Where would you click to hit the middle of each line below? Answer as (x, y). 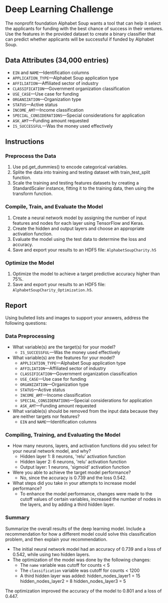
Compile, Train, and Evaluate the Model (54, 207)
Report (16, 306)
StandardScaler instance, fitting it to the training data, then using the (83, 188)
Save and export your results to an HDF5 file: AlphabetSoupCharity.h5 (85, 249)
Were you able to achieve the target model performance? (72, 472)
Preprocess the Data (31, 156)
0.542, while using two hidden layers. (51, 554)
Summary (18, 518)
